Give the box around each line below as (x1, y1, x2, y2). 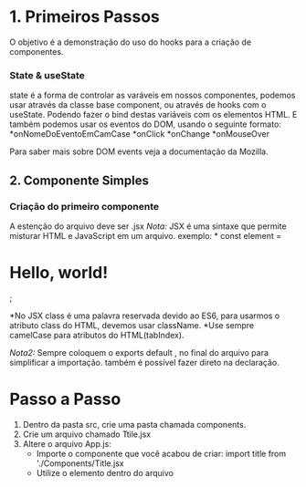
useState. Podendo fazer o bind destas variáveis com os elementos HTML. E (9, 109, 298, 120)
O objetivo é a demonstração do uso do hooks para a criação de (9, 36, 252, 47)
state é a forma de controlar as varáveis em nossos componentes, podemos (9, 89, 296, 101)
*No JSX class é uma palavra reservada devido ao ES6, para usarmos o (9, 310, 280, 321)
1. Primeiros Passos (9, 6, 160, 27)
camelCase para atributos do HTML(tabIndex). (9, 329, 185, 340)
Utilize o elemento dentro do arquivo (36, 467, 174, 478)
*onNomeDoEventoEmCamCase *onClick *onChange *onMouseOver (9, 129, 270, 140)
